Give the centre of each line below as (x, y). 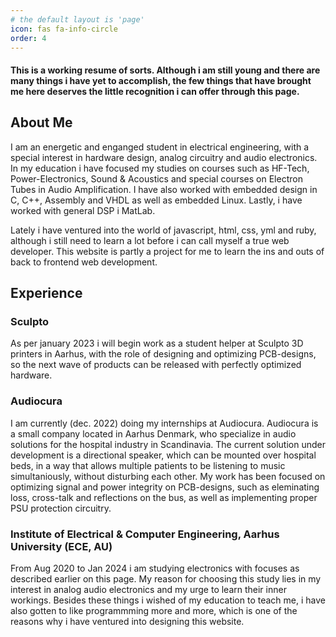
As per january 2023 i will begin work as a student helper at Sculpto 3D (157, 343)
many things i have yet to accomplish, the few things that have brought (161, 80)
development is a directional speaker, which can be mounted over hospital (163, 455)
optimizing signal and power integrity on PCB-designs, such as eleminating (165, 487)
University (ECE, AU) (61, 546)
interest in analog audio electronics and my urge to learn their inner (148, 590)
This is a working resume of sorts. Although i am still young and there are (165, 70)
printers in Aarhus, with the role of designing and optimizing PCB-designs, (163, 354)
